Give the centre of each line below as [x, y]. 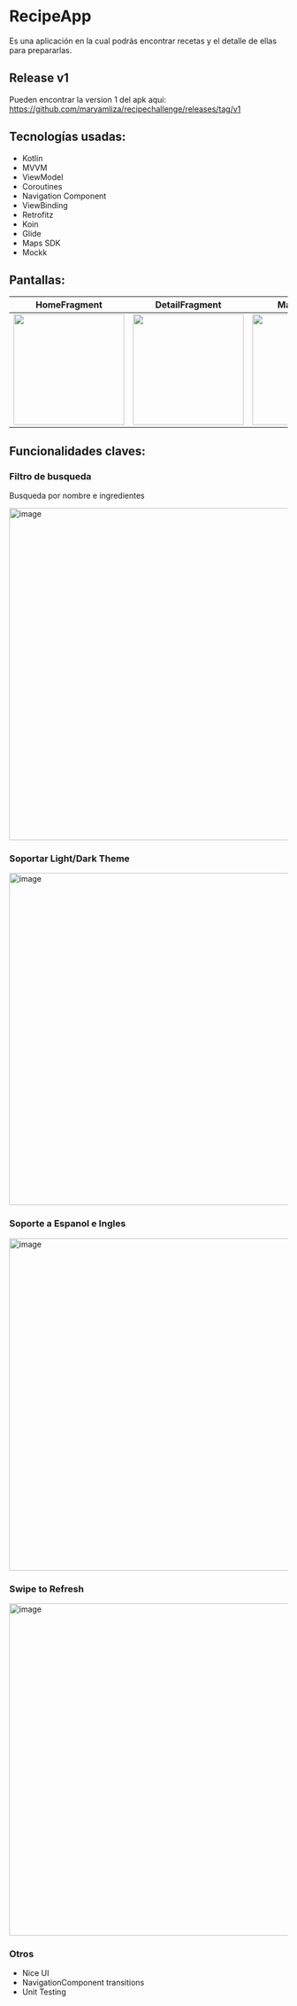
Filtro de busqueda [50, 476]
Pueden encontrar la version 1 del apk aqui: [88, 99]
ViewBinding [45, 205]
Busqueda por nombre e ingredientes [77, 496]
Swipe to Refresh [46, 1589]
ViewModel [42, 177]
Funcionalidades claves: [77, 451]
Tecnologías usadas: [68, 137]
